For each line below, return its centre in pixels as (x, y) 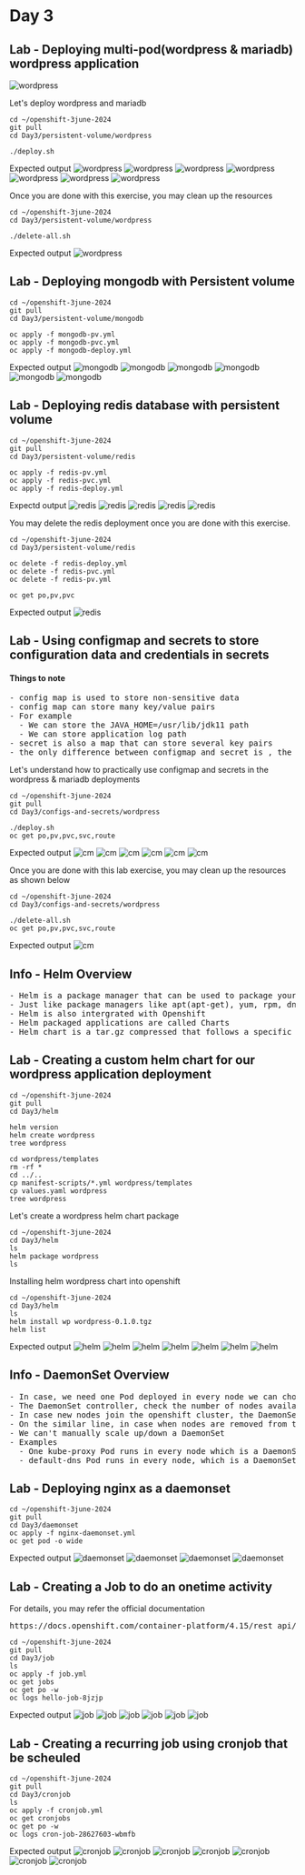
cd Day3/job (32, 1659)
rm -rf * (26, 1167)
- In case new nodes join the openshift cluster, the (132, 1414)
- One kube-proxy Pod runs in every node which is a (138, 1451)
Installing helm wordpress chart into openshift (95, 1281)
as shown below (40, 880)
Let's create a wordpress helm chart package (94, 1216)
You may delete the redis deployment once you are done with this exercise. (150, 523)
